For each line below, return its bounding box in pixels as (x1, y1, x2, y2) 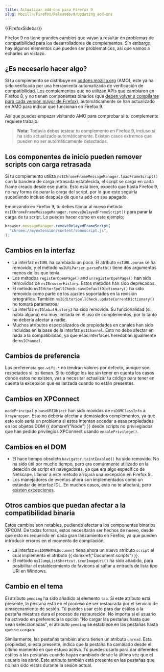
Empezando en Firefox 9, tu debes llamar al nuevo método (5, 204, 123, 210)
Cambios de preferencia (5, 351, 80, 360)
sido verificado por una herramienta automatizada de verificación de (5, 83, 143, 89)
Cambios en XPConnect (5, 395, 80, 403)
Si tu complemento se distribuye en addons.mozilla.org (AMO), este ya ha (5, 78, 154, 83)
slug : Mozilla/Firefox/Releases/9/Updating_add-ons (5, 12, 113, 17)
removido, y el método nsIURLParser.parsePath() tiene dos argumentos (12, 265, 157, 270)
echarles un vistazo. (5, 50, 46, 56)
